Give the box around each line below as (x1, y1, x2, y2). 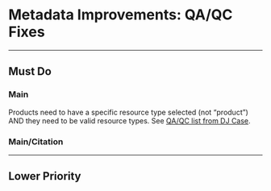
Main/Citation (8, 135, 64, 147)
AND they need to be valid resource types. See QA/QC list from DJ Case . (8, 115, 252, 126)
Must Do (8, 64, 52, 78)
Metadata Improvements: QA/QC (8, 6, 233, 24)
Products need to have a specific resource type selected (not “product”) (8, 107, 248, 117)
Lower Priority (8, 169, 82, 183)
